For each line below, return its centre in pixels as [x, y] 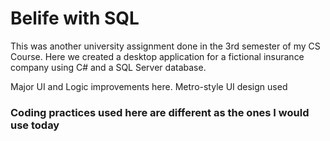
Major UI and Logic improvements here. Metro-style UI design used [149, 86]
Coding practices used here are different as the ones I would [160, 112]
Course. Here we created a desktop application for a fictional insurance [157, 56]
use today [35, 125]
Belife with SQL [75, 18]
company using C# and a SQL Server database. [108, 67]
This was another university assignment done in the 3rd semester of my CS [165, 46]
